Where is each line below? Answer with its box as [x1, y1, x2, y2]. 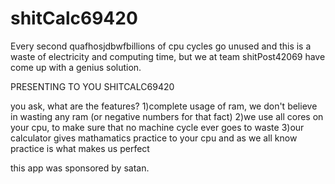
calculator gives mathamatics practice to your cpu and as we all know [10, 132, 298, 144]
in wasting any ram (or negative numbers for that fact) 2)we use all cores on [10, 110, 324, 122]
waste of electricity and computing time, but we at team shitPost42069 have [10, 50, 326, 62]
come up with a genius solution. [10, 61, 142, 73]
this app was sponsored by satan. [10, 162, 150, 174]
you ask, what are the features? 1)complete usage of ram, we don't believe [10, 100, 318, 112]
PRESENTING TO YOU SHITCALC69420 [10, 80, 175, 92]
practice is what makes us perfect [10, 142, 150, 154]
